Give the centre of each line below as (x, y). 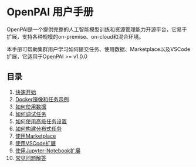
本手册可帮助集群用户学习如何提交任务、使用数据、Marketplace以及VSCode (99, 49)
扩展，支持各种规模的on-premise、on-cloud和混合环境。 (75, 36)
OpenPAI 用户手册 (50, 12)
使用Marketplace (36, 136)
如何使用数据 (31, 107)
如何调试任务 (31, 114)
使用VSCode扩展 (36, 143)
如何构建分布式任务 (38, 128)
